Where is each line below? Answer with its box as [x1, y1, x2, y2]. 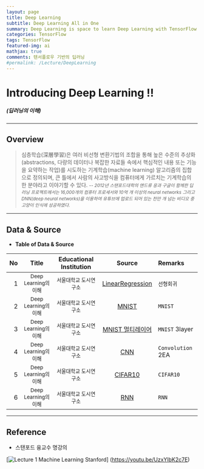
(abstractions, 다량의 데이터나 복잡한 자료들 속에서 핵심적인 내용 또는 [21, 159, 186, 166]
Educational [58, 255, 94, 264]
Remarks [157, 259, 185, 267]
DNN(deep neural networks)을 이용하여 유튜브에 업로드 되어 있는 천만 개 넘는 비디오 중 [21, 196, 195, 202]
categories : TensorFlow [6, 32, 67, 38]
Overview [6, 134, 44, 145]
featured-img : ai [6, 43, 50, 49]
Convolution [157, 344, 192, 352]
